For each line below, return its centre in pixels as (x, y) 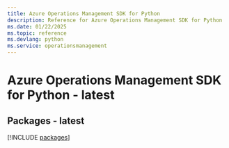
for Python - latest (61, 95)
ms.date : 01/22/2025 (37, 26)
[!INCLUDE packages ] (39, 137)
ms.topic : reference (37, 33)
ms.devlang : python (35, 40)
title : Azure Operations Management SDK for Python (84, 14)
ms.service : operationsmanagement (57, 46)
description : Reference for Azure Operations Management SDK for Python (115, 20)
